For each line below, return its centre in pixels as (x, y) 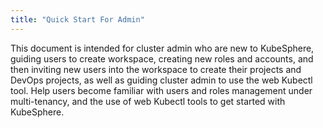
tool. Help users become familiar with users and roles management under (161, 90)
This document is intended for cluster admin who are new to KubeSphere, (162, 48)
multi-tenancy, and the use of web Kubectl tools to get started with (148, 101)
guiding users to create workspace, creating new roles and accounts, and (162, 58)
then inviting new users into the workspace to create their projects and (156, 69)
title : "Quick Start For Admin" (77, 19)
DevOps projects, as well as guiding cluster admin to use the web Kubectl (161, 80)
